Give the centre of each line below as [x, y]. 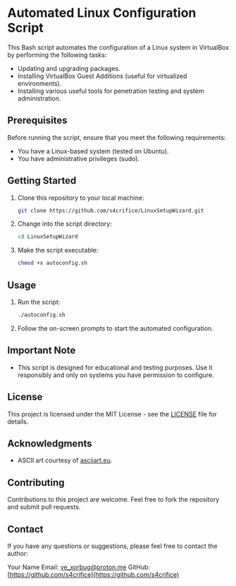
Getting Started [42, 181]
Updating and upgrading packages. [69, 68]
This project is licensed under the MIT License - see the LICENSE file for [112, 414]
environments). [39, 83]
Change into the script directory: [65, 224]
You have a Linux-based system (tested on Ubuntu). [93, 151]
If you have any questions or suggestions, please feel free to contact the [112, 546]
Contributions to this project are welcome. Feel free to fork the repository [113, 499]
